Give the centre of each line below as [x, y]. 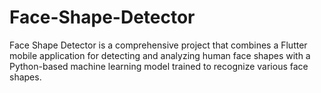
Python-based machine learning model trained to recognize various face [159, 66]
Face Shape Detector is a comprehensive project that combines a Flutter [158, 45]
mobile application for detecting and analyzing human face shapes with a [160, 55]
